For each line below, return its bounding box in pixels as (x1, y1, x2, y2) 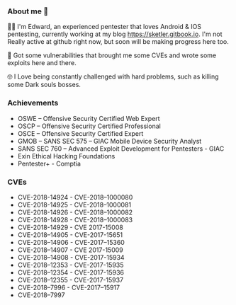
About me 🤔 (7, 6, 48, 16)
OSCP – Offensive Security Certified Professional (17, 122, 161, 130)
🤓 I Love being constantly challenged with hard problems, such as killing (7, 72, 219, 81)
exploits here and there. (7, 59, 77, 67)
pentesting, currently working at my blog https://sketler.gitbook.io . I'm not (7, 30, 223, 38)
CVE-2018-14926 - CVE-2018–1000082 (17, 208, 133, 217)
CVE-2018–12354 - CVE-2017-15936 (17, 268, 125, 277)
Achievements (7, 98, 59, 108)
